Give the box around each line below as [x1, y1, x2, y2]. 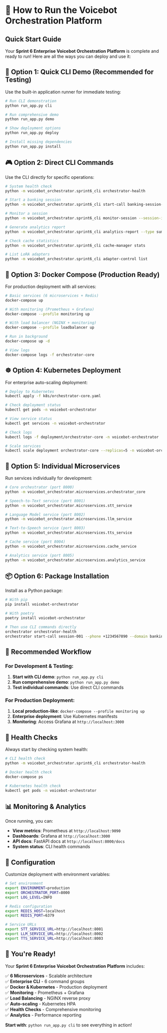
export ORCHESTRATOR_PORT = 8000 [5, 890, 70, 895]
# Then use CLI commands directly [5, 624, 77, 629]
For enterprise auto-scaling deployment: [5, 379, 88, 385]
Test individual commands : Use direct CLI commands [12, 685, 124, 691]
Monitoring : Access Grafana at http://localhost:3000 [12, 719, 124, 725]
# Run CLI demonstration [5, 98, 57, 104]
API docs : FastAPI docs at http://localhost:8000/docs [12, 838, 125, 844]
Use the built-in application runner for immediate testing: [5, 89, 121, 95]
